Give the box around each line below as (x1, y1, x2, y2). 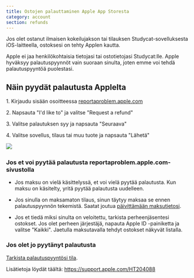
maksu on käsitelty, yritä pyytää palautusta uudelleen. (14, 185, 144, 192)
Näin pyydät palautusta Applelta (6, 82, 127, 92)
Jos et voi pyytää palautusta (6, 158, 89, 166)
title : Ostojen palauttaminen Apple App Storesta (6, 8, 130, 15)
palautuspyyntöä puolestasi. (6, 65, 74, 72)
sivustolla (6, 166, 34, 174)
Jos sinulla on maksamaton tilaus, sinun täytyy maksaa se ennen (14, 196, 171, 203)
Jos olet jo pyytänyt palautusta (6, 241, 96, 249)
